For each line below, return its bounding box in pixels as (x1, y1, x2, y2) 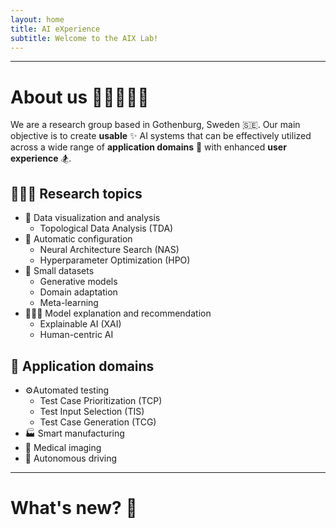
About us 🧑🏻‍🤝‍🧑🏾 (10, 86, 150, 108)
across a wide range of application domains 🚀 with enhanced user (10, 141, 287, 153)
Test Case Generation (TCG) (39, 416, 157, 428)
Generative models (39, 276, 118, 288)
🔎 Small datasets (24, 265, 95, 277)
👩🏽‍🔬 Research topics (10, 185, 143, 202)
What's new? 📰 (10, 497, 138, 520)
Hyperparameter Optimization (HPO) (39, 254, 191, 266)
